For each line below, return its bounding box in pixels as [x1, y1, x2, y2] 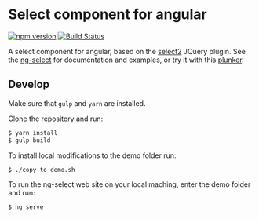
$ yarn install [8, 129, 58, 137]
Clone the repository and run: [8, 114, 104, 123]
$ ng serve [8, 203, 44, 211]
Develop [8, 78, 49, 91]
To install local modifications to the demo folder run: [8, 151, 177, 160]
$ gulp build [8, 136, 51, 144]
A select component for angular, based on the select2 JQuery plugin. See [8, 46, 246, 56]
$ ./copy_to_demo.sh [8, 166, 76, 173]
